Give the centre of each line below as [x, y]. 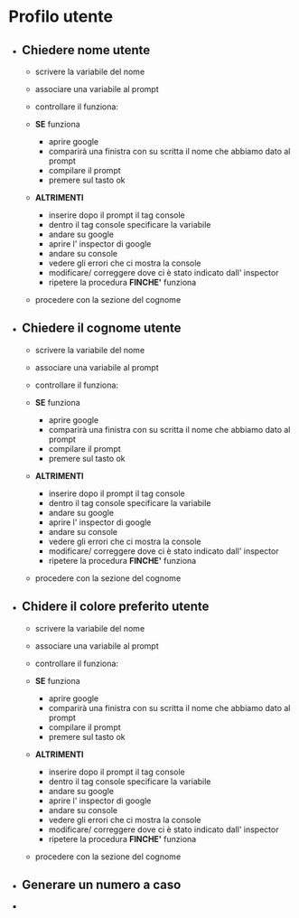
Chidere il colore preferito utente [115, 607]
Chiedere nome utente [86, 50]
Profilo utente [61, 17]
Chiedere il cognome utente [101, 328]
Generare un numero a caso [101, 885]
